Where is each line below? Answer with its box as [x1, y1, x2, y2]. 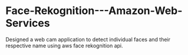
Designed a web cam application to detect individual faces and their [5, 36, 170, 43]
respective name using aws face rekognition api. [5, 42, 123, 49]
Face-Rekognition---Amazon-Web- [5, 4, 183, 18]
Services [5, 16, 51, 30]
